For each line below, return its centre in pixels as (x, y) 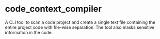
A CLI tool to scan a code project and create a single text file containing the (80, 22)
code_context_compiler (53, 9)
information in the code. (29, 32)
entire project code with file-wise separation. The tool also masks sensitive (80, 27)
